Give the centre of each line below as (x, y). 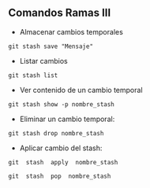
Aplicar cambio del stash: (61, 148)
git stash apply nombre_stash (63, 162)
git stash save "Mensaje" (51, 46)
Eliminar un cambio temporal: (67, 119)
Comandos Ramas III (60, 13)
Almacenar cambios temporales (71, 31)
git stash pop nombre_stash (60, 176)
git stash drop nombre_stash (56, 133)
